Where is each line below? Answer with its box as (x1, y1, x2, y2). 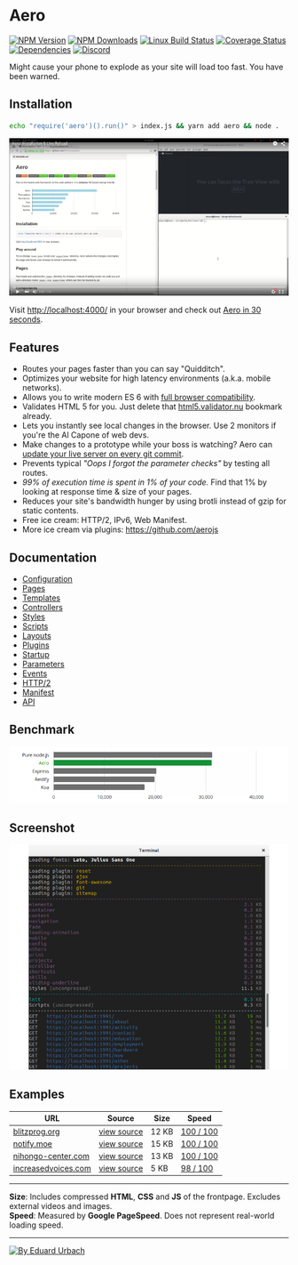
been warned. (9, 70, 60, 81)
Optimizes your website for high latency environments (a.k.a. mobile (21, 373, 271, 383)
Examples (9, 1087, 65, 1102)
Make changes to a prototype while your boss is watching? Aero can (21, 439, 273, 450)
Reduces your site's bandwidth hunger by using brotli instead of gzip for (21, 496, 286, 507)
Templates (21, 592, 60, 603)
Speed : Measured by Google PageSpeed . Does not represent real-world (9, 1210, 275, 1221)
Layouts (21, 631, 51, 641)
